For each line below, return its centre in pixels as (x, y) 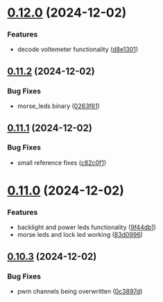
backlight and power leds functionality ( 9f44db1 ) (86, 227)
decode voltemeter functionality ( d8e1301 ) (78, 49)
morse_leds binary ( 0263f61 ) (59, 106)
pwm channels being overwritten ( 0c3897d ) (80, 292)
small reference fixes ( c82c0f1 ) (62, 162)
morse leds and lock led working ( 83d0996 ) (80, 235)
